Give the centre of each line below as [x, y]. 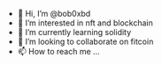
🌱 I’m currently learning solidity [74, 32]
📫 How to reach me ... [58, 51]
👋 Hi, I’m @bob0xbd [54, 14]
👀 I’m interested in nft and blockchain [85, 23]
